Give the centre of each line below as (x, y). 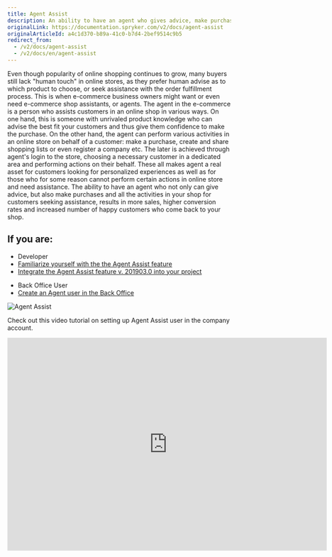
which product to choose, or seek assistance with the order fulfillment (110, 89)
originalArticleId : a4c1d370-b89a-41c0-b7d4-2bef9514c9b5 (95, 34)
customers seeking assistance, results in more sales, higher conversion (112, 202)
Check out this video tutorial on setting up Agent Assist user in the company (119, 320)
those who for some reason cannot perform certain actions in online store (115, 179)
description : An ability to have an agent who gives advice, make (107, 21)
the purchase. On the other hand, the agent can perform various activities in (118, 134)
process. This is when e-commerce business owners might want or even (114, 96)
